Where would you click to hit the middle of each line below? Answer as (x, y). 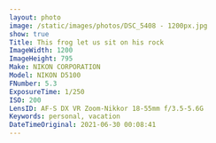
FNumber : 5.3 (33, 83)
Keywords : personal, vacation (65, 116)
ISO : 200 (25, 100)
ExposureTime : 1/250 (47, 91)
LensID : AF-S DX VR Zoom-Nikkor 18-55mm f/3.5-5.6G (106, 108)
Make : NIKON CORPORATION (55, 68)
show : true (29, 34)
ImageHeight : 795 (41, 59)
